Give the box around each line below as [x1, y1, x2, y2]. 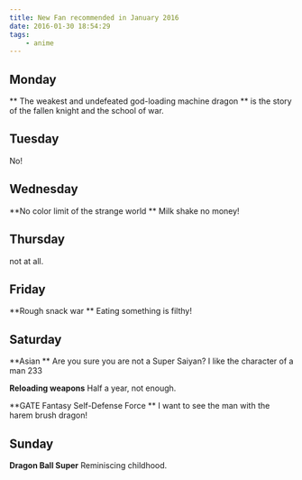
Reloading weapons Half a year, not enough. [9, 383, 177, 393]
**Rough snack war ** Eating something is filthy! [9, 306, 192, 317]
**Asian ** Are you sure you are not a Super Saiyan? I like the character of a [9, 355, 294, 366]
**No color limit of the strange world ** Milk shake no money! [9, 205, 241, 217]
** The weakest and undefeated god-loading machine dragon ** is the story [9, 96, 292, 106]
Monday [9, 71, 57, 87]
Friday [9, 282, 46, 297]
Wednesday [9, 181, 78, 197]
